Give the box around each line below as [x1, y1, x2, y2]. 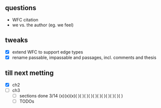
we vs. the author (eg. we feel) [12, 22, 74, 28]
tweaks [5, 36, 28, 44]
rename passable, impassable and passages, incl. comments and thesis [12, 54, 157, 60]
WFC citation [12, 17, 39, 22]
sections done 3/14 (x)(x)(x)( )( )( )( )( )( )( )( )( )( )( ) [19, 92, 123, 99]
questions [5, 4, 37, 12]
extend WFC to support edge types [12, 49, 83, 55]
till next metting [5, 69, 54, 77]
